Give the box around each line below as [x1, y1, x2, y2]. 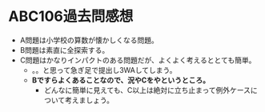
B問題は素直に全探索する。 [19, 45, 110, 54]
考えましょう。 [64, 95, 114, 105]
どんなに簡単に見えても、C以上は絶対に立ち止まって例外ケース [43, 85, 251, 94]
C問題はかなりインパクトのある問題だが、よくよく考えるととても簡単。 [19, 55, 256, 65]
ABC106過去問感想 [8, 7, 134, 26]
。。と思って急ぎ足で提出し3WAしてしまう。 [31, 65, 177, 74]
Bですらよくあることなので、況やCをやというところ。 [31, 75, 211, 85]
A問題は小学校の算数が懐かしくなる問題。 [19, 35, 159, 45]
